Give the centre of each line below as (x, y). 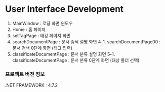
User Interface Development (64, 9)
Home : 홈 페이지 (29, 29)
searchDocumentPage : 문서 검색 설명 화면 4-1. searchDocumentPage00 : (86, 42)
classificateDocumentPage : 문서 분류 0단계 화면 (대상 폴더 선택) (76, 60)
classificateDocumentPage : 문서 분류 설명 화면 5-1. (63, 54)
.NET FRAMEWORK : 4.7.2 (31, 85)
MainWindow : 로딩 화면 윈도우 (42, 23)
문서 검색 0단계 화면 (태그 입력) (42, 48)
